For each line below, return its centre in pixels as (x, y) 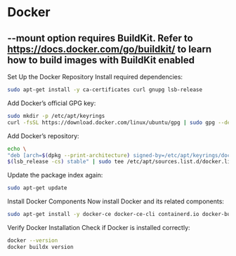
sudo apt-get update (38, 188)
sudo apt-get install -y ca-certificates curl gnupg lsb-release (105, 90)
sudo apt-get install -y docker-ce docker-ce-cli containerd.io (103, 215)
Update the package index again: (55, 175)
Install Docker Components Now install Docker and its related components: (116, 201)
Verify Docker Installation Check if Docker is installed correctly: (99, 228)
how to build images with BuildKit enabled (101, 60)
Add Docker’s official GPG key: (52, 103)
